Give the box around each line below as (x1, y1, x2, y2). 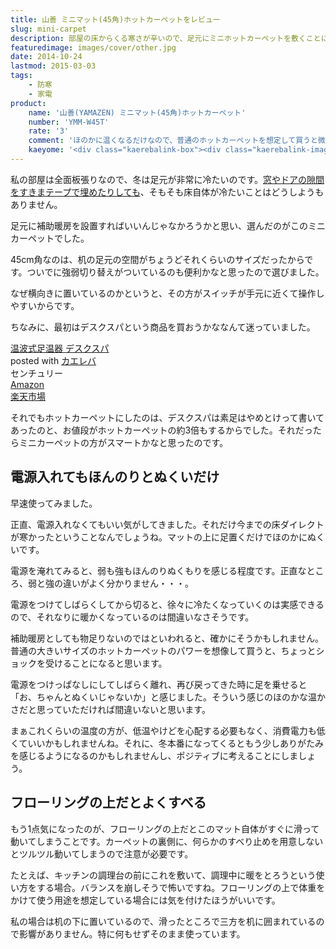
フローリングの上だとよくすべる (10, 794, 207, 811)
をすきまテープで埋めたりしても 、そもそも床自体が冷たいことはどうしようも (10, 186, 325, 198)
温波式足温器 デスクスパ (10, 342, 110, 354)
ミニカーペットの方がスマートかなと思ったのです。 (18, 436, 229, 448)
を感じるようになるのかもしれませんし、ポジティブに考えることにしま (10, 749, 299, 761)
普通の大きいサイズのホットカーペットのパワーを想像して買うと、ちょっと (10, 644, 317, 656)
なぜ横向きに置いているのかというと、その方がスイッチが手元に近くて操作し (10, 287, 325, 299)
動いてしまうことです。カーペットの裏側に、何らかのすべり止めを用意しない (10, 835, 324, 847)
